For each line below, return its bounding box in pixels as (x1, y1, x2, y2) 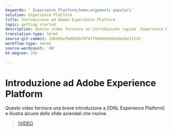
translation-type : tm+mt (5, 31, 58, 36)
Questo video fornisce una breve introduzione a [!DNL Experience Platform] (5, 105, 165, 111)
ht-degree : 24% (5, 50, 38, 55)
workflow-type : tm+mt (5, 41, 52, 46)
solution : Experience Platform (5, 12, 72, 17)
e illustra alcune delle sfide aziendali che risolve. (5, 110, 107, 117)
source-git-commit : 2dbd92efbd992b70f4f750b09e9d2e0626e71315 (5, 36, 141, 42)
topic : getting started (5, 22, 56, 27)
